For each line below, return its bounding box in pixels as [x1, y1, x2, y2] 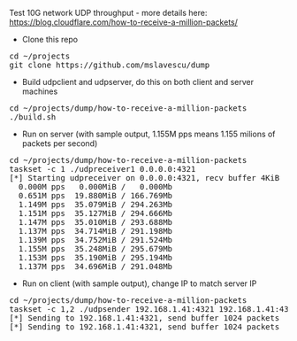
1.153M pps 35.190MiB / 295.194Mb [18, 252, 173, 262]
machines [21, 86, 58, 97]
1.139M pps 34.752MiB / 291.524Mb [18, 235, 173, 244]
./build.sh [9, 112, 57, 122]
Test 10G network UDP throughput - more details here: [9, 8, 208, 18]
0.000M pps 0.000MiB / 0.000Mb [18, 182, 173, 191]
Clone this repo [21, 35, 78, 44]
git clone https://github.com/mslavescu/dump [9, 60, 210, 70]
